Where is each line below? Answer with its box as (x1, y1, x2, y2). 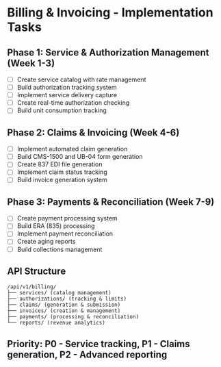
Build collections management (16, 245, 103, 253)
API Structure (7, 265, 66, 277)
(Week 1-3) (7, 57, 55, 69)
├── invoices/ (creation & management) (7, 307, 121, 314)
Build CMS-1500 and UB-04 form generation (16, 153, 143, 161)
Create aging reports (16, 238, 76, 246)
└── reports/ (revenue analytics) (7, 320, 106, 327)
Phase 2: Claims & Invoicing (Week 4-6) (7, 127, 180, 138)
